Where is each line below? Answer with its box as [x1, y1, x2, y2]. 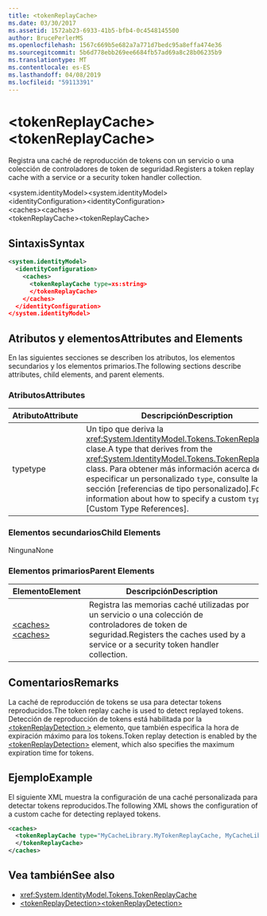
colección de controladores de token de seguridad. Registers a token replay [8, 164, 254, 174]
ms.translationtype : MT [8, 57, 87, 65]
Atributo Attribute [12, 410, 79, 421]
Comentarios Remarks [8, 676, 119, 690]
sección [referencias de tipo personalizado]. [86, 483, 252, 495]
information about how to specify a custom [86, 493, 246, 504]
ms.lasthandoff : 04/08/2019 [8, 71, 102, 79]
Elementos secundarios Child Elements [8, 527, 161, 538]
